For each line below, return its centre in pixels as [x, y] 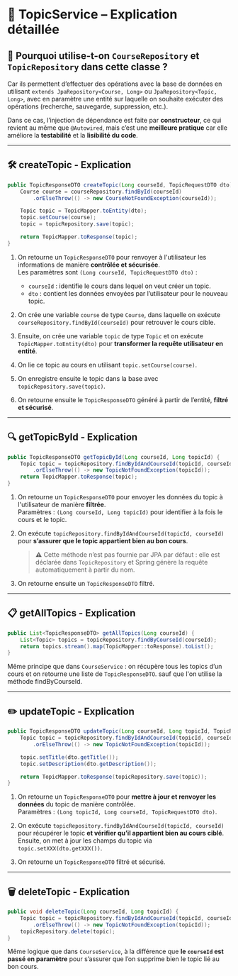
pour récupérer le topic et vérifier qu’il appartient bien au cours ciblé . [121, 833]
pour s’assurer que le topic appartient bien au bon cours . [103, 541]
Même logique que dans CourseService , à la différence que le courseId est [116, 952]
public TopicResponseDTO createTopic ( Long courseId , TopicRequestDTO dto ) [120, 185]
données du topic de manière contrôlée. [76, 804]
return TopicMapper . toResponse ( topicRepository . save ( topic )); [114, 777]
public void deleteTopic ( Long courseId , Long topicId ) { [93, 912]
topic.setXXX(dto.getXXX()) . [60, 848]
